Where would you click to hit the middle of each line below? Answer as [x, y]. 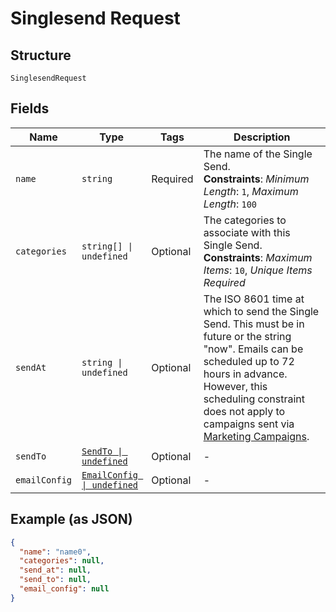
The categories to [245, 220]
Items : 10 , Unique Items [258, 270]
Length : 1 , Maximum [251, 191]
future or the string [247, 336]
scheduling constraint [254, 399]
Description [262, 137]
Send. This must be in [254, 324]
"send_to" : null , [55, 580]
